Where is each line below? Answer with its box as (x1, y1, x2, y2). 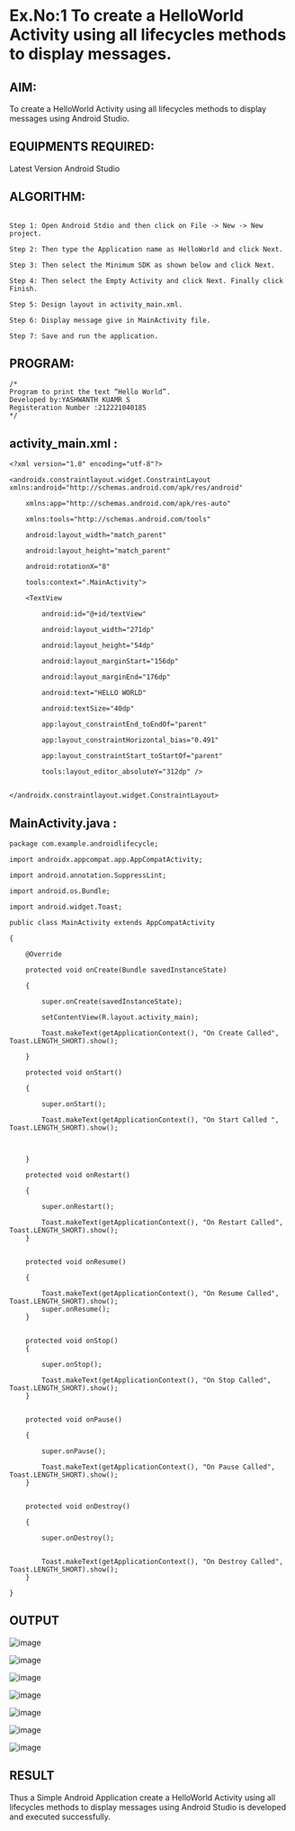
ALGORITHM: (9, 189, 85, 205)
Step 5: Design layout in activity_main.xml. (9, 299, 183, 309)
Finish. (9, 284, 39, 293)
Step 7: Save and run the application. (9, 331, 159, 341)
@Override (25, 950, 63, 959)
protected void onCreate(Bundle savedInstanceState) (25, 966, 228, 975)
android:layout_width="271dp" (41, 626, 155, 635)
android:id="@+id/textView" (41, 609, 147, 618)
